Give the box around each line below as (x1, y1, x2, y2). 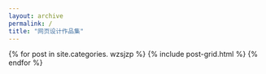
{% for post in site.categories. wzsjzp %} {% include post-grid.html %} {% (8, 50, 259, 59)
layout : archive (8, 11, 63, 20)
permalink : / (8, 20, 53, 28)
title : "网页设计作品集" (8, 27, 84, 35)
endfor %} (8, 58, 43, 67)
